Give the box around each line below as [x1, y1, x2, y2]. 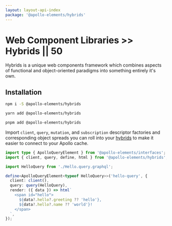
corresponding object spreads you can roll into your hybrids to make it [5, 134, 154, 141]
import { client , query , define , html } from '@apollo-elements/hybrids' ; [5, 155, 168, 160]
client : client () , [10, 178, 50, 183]
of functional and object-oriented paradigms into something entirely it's [5, 68, 156, 74]
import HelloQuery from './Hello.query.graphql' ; [5, 164, 114, 169]
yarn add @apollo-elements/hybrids [5, 111, 81, 116]
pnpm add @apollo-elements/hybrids [5, 120, 81, 125]
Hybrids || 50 [5, 45, 63, 57]
